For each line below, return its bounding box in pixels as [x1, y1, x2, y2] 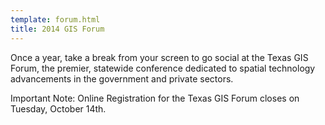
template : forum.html [10, 14, 101, 25]
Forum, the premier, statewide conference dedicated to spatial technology [10, 62, 316, 74]
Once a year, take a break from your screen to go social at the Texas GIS [10, 51, 309, 63]
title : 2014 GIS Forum [10, 24, 105, 34]
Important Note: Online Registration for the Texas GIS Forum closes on [10, 92, 300, 104]
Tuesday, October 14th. [10, 102, 107, 115]
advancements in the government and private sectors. [10, 72, 234, 85]
